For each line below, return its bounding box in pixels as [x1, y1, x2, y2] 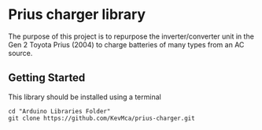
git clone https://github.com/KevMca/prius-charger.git [8, 114, 195, 122]
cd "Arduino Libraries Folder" [8, 107, 111, 115]
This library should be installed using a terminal [8, 92, 161, 102]
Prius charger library [8, 6, 146, 24]
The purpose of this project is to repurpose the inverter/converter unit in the [8, 32, 254, 41]
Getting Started [8, 71, 86, 84]
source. [8, 48, 33, 58]
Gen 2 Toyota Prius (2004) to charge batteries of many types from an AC [8, 39, 245, 49]
